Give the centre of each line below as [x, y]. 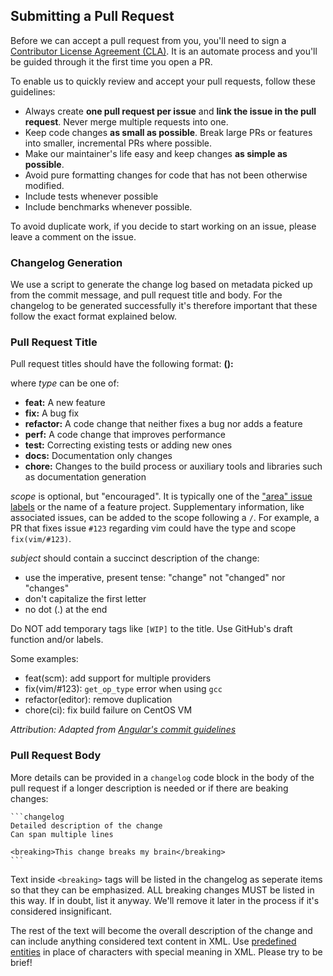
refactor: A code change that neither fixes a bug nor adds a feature [163, 424]
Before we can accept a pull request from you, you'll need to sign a [148, 40]
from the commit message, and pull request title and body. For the [146, 295]
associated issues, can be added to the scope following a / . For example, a [165, 518]
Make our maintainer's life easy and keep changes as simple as [156, 153]
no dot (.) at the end [66, 610]
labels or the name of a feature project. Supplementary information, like [157, 507]
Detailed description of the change [86, 825]
